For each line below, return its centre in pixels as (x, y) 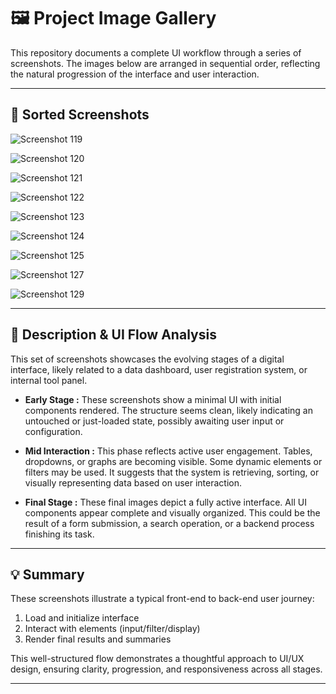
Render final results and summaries (98, 639)
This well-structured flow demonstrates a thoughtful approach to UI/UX (157, 659)
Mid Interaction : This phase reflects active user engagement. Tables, (168, 451)
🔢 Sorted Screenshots (80, 115)
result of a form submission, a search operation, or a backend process (169, 523)
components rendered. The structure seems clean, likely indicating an (168, 410)
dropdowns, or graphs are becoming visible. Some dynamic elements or (173, 461)
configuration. (53, 431)
